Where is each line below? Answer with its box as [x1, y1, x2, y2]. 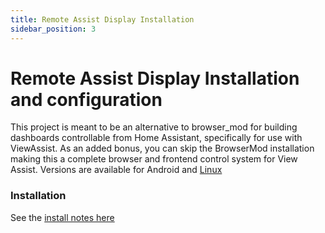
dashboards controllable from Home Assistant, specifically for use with [10, 132, 303, 144]
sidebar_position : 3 [10, 24, 97, 34]
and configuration [10, 88, 163, 111]
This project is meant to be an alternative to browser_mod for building [10, 121, 298, 133]
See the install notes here [10, 211, 115, 223]
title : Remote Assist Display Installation [10, 14, 195, 25]
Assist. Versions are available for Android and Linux [10, 164, 223, 176]
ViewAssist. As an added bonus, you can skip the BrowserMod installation [10, 142, 315, 155]
